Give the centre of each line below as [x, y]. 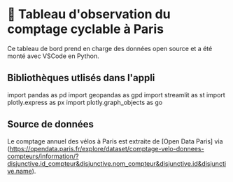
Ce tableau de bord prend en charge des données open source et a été [110, 48]
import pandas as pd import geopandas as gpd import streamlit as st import [116, 94]
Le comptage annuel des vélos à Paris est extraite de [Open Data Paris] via [115, 141]
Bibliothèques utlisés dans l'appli [81, 78]
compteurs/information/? [43, 156]
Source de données [51, 124]
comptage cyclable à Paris [86, 29]
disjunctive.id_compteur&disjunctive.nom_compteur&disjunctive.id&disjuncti [116, 163]
